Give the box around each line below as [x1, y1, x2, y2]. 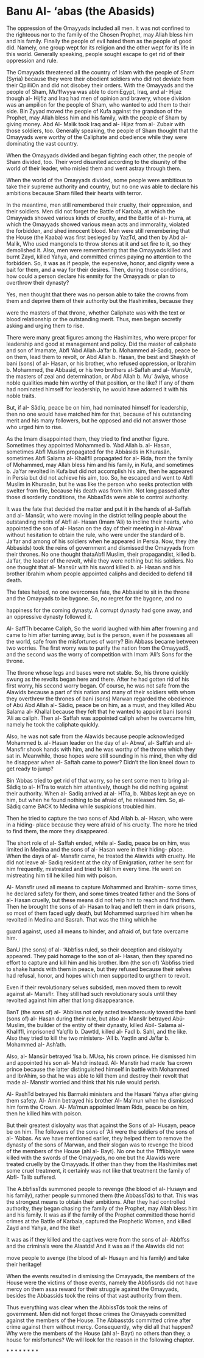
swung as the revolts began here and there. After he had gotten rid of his [6, 675, 189, 683]
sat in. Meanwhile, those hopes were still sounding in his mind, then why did [6, 752, 197, 759]
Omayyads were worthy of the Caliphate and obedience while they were [6, 133, 188, 141]
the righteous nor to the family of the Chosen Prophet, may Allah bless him [6, 30, 194, 38]
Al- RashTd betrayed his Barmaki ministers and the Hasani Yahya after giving [6, 1090, 199, 1098]
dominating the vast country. [6, 140, 79, 147]
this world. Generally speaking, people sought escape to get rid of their [6, 50, 185, 57]
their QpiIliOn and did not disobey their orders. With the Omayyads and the [6, 81, 194, 89]
